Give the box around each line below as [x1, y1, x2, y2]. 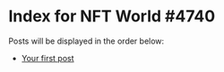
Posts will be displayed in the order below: [8, 36, 165, 46]
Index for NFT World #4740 [8, 6, 216, 27]
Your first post [21, 52, 74, 63]
